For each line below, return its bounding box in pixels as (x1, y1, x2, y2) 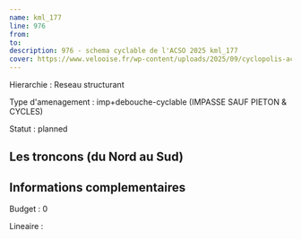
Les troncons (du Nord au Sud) (9, 149, 184, 165)
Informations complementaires (9, 180, 186, 195)
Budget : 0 (9, 203, 48, 215)
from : (9, 30, 30, 38)
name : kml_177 (9, 13, 63, 22)
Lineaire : (9, 221, 44, 232)
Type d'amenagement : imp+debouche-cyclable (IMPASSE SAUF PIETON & (9, 97, 288, 107)
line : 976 (9, 21, 47, 30)
